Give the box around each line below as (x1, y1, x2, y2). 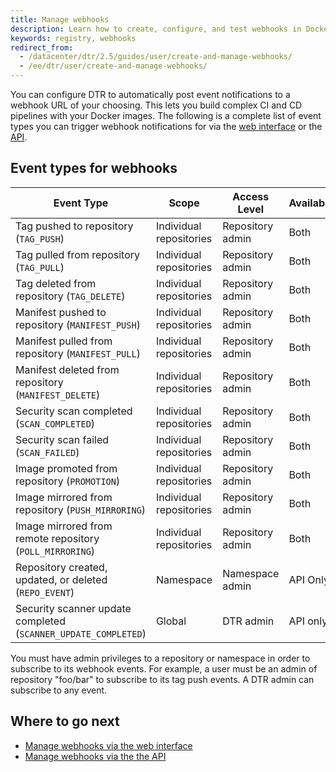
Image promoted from (15, 461, 118, 475)
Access (232, 189, 270, 203)
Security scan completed (15, 404, 133, 418)
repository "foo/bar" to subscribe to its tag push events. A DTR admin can (10, 673, 315, 685)
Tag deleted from (15, 276, 97, 290)
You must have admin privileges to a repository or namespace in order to (10, 652, 311, 664)
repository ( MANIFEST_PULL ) (15, 346, 141, 360)
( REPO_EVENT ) (15, 585, 75, 599)
